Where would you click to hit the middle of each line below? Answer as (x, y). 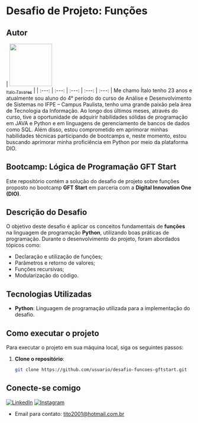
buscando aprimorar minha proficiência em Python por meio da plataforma (97, 142)
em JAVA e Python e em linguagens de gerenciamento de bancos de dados (98, 123)
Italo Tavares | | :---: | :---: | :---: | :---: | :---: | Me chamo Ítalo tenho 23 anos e (99, 91)
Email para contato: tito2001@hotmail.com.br (69, 414)
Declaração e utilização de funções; (59, 257)
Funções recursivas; (39, 269)
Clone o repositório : (40, 359)
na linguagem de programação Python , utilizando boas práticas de (88, 233)
